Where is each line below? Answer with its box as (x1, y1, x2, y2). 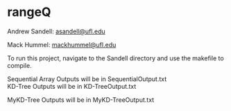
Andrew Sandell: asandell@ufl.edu (7, 27, 105, 35)
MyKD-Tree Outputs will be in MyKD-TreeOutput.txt (7, 95, 155, 104)
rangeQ (7, 4, 51, 20)
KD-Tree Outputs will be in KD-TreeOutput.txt (7, 82, 137, 90)
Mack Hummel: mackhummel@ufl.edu (7, 40, 117, 49)
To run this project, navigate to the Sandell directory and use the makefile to (7, 53, 224, 62)
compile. (7, 61, 33, 69)
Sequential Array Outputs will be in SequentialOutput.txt (7, 74, 167, 83)
